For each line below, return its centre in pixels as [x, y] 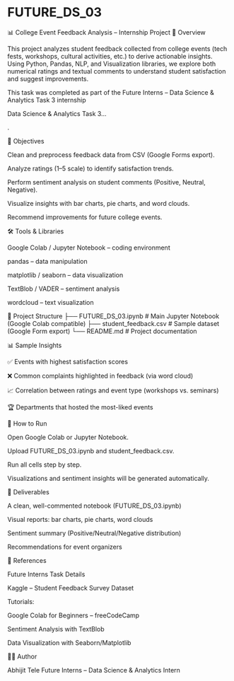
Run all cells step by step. [45, 465]
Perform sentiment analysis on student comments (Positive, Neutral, [107, 182]
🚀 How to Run [27, 423]
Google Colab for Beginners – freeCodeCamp [74, 615]
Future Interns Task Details [46, 574]
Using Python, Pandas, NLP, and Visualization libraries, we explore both [112, 64]
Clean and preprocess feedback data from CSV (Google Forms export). [111, 155]
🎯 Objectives [26, 141]
